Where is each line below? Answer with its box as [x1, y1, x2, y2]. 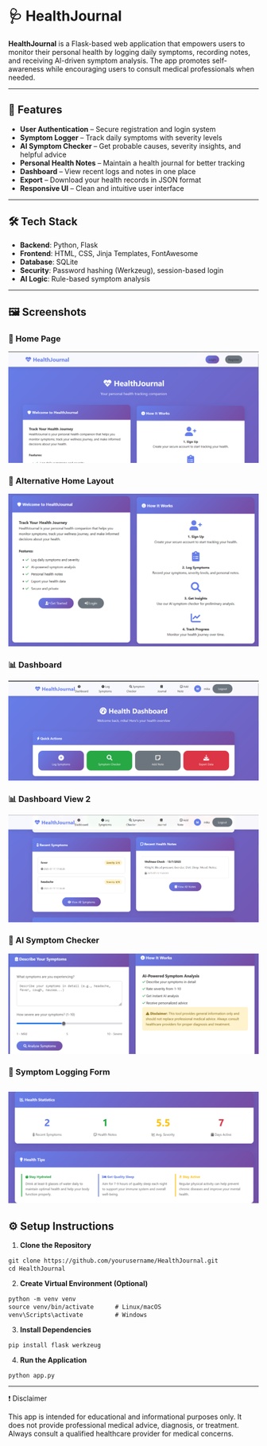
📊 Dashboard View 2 [8, 793, 91, 804]
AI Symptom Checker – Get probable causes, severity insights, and [19, 141, 241, 150]
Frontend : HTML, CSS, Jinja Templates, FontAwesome [19, 248, 199, 258]
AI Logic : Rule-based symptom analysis [19, 274, 151, 283]
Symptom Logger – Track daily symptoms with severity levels [19, 133, 222, 142]
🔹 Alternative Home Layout [8, 476, 114, 487]
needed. [8, 72, 36, 82]
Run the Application [19, 1355, 87, 1365]
